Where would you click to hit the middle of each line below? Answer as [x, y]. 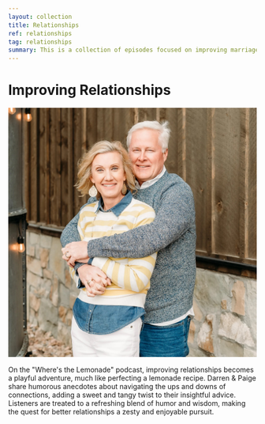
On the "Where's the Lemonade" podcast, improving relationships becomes [131, 370]
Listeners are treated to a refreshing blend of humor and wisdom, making [127, 403]
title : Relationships [44, 25]
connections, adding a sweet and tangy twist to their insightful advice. [122, 395]
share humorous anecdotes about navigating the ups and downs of [117, 387]
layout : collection [40, 17]
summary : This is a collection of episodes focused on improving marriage [134, 50]
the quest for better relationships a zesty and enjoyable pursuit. [111, 412]
